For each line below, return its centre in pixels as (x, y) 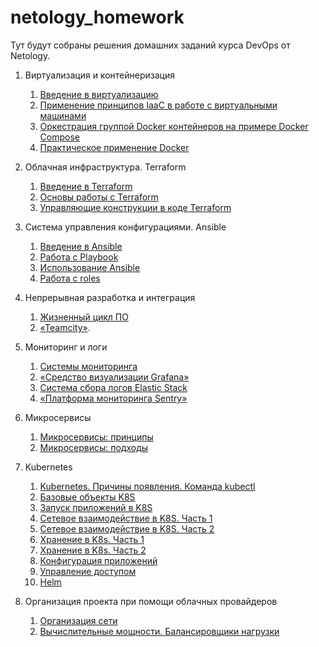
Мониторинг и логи (66, 347)
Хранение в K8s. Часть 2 (93, 550)
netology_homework (97, 17)
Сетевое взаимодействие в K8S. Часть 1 (126, 518)
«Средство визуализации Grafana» (114, 377)
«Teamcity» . (65, 327)
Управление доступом (88, 571)
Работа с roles (70, 278)
